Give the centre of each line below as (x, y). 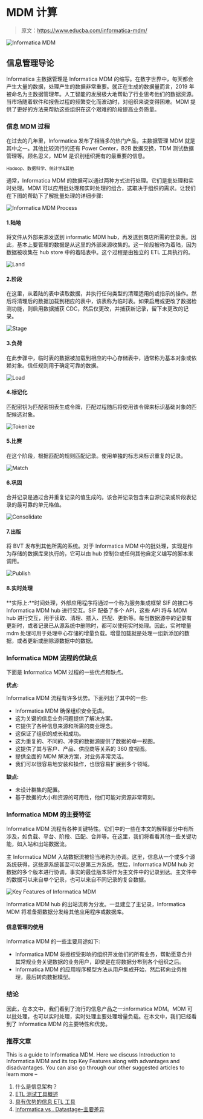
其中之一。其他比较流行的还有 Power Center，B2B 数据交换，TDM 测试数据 (100, 149)
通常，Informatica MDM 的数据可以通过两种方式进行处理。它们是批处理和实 (100, 181)
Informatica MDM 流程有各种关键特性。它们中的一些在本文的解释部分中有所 (100, 829)
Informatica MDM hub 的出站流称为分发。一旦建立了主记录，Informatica (96, 904)
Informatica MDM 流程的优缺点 (52, 657)
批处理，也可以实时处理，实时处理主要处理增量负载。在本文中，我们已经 (101, 1016)
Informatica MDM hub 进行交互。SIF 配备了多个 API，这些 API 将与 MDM (97, 610)
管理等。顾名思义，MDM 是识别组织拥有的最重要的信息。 (77, 156)
